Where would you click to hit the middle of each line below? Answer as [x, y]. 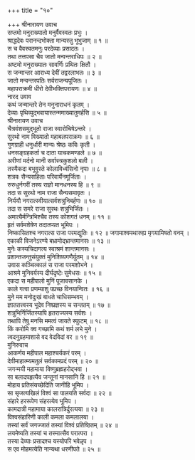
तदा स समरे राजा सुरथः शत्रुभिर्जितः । [48, 209]
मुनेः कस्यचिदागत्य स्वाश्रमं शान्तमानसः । [52, 249]
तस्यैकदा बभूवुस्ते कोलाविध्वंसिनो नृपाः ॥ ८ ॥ [57, 169]
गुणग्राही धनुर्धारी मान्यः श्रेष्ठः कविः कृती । [52, 145]
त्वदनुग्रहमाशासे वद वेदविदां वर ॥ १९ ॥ [51, 337]
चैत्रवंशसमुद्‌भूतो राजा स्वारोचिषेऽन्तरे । [49, 129]
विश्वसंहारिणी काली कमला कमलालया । [51, 417]
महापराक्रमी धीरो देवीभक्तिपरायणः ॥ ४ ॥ [52, 89]
